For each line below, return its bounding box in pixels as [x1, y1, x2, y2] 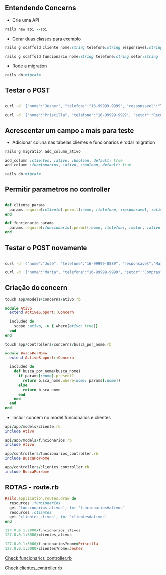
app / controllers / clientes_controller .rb [5, 465, 90, 470]
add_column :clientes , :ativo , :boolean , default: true [5, 158, 123, 163]
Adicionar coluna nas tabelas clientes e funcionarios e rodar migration [12, 139, 155, 145]
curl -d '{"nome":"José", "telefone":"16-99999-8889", [5, 261, 121, 266]
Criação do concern [5, 284, 68, 292]
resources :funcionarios [9, 500, 61, 506]
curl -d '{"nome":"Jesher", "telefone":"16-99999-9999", [5, 104, 125, 109]
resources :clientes [9, 510, 52, 515]
